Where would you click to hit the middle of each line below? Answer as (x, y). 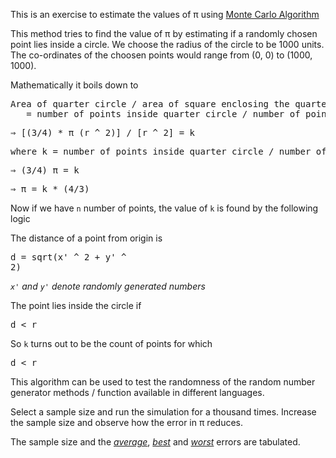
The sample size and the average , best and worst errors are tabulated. (155, 442)
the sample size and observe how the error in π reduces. (126, 422)
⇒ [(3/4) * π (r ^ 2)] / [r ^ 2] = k (103, 132)
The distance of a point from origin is (86, 238)
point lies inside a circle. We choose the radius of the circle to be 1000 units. (167, 44)
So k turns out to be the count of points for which (111, 343)
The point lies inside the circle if (76, 305)
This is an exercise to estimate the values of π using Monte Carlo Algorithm (165, 14)
